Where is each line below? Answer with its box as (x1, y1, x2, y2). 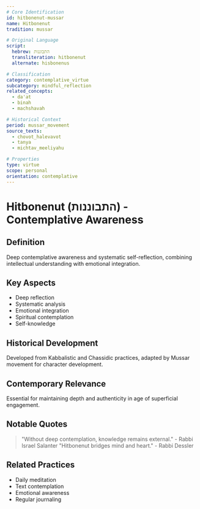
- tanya (12, 139, 32, 146)
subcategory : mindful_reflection (6, 82, 92, 89)
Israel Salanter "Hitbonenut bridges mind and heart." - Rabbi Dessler (21, 441, 194, 449)
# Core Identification (6, 9, 64, 15)
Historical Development (6, 338, 98, 348)
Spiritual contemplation (15, 314, 74, 321)
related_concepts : (6, 88, 53, 95)
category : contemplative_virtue (6, 77, 89, 83)
